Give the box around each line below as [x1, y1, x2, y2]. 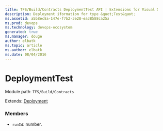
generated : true [5, 29, 38, 34]
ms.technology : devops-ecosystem [5, 25, 73, 30]
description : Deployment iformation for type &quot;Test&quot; [5, 12, 136, 16]
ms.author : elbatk [5, 47, 42, 52]
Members [5, 110, 28, 117]
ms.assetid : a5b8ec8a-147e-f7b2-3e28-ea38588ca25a [5, 16, 110, 21]
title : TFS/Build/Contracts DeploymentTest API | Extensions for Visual [5, 7, 155, 12]
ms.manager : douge [5, 34, 42, 39]
